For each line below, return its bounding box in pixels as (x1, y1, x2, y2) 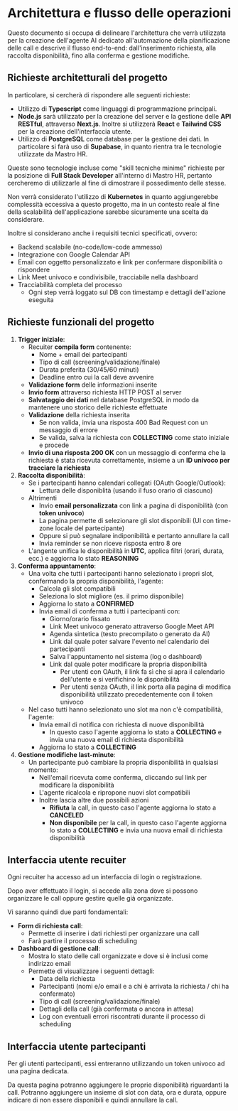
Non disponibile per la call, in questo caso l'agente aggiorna (49, 818, 227, 827)
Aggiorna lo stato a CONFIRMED (38, 599, 134, 608)
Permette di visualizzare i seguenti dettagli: (28, 967, 155, 975)
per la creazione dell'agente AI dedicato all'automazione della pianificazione (7, 36, 231, 44)
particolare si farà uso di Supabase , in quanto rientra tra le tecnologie (17, 142, 222, 151)
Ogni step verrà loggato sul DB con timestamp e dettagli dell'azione (28, 288, 226, 296)
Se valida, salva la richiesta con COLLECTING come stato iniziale (38, 433, 229, 441)
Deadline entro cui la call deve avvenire (38, 372, 154, 381)
